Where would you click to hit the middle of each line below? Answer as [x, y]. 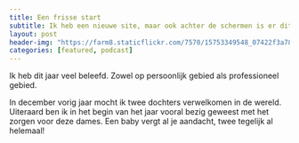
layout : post [33, 34]
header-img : [31, 42]
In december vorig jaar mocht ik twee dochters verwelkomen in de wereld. [145, 102]
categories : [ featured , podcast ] [71, 51]
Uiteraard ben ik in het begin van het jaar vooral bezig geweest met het [139, 112]
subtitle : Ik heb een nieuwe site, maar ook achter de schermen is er [143, 26]
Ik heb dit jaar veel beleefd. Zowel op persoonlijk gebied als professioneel [144, 75]
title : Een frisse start [55, 17]
